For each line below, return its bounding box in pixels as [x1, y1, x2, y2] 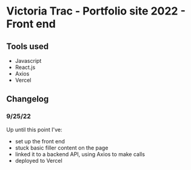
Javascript [15, 57, 42, 64]
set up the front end [15, 137, 65, 145]
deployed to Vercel [15, 157, 62, 164]
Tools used [6, 41, 49, 51]
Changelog [6, 94, 49, 104]
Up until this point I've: [6, 126, 62, 133]
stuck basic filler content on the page [15, 144, 109, 151]
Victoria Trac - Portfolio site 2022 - [6, 4, 186, 18]
